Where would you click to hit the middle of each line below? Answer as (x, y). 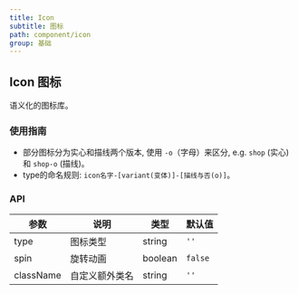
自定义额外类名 (102, 275)
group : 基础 (30, 43)
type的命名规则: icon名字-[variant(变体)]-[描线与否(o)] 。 (129, 175)
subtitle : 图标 (37, 26)
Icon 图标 (35, 82)
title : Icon (32, 18)
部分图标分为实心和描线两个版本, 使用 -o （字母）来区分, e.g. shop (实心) (156, 152)
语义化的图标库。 (41, 106)
